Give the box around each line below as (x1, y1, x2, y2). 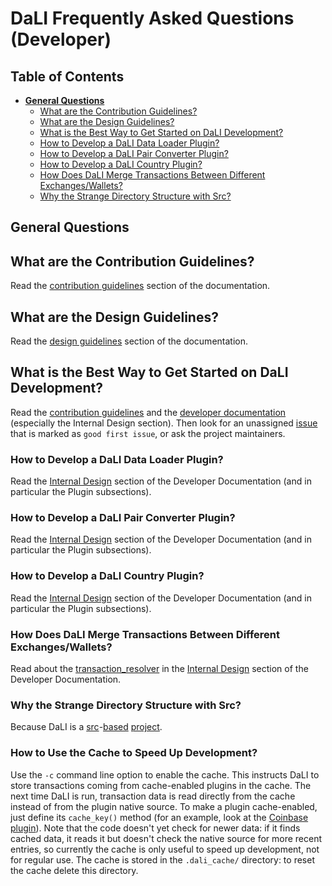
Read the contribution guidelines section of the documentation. (10, 280, 271, 292)
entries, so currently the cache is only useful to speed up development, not (10, 843, 320, 855)
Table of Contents (10, 68, 125, 85)
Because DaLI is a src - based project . (10, 721, 163, 733)
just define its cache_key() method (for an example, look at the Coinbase (10, 811, 309, 823)
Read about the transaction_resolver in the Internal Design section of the (10, 663, 309, 675)
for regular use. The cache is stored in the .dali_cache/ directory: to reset (10, 853, 315, 866)
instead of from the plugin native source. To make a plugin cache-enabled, (10, 800, 318, 812)
